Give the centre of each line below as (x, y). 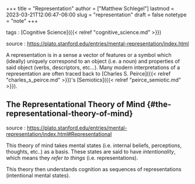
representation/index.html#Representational (59, 134)
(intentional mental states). (38, 175)
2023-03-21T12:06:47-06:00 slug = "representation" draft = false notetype (96, 15)
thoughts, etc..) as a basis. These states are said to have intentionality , (91, 151)
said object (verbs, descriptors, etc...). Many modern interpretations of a (93, 67)
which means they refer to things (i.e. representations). (72, 158)
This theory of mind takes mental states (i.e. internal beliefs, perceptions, (94, 145)
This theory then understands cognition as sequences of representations (94, 169)
